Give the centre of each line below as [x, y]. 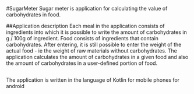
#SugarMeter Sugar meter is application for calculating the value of [87, 8]
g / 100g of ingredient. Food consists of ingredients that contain [82, 38]
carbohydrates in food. [33, 15]
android [15, 86]
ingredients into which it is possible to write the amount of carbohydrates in [97, 32]
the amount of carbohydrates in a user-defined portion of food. [82, 63]
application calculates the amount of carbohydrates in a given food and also [97, 57]
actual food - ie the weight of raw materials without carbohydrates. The [92, 51]
